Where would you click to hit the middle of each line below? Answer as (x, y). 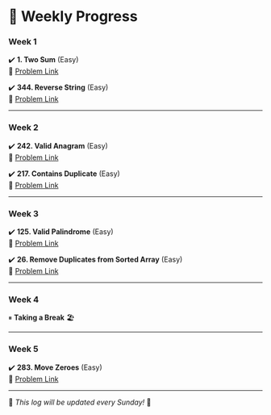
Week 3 (23, 213)
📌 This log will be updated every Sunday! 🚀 (80, 402)
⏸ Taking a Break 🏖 (42, 317)
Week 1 (23, 42)
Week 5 (23, 349)
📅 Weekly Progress (73, 17)
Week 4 (24, 300)
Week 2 (23, 128)
